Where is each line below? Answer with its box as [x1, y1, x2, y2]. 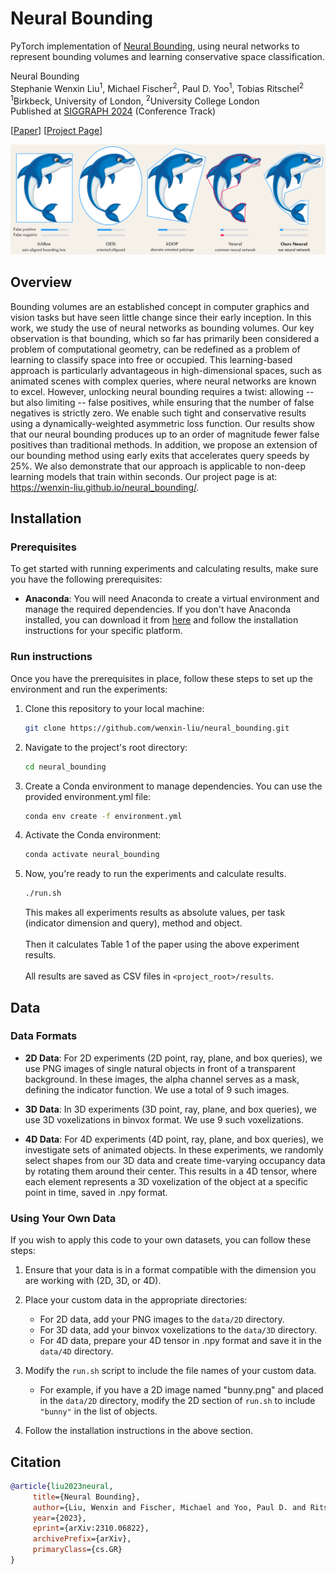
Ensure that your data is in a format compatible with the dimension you [24, 1264, 317, 1276]
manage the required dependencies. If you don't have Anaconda [24, 603, 292, 616]
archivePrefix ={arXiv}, [32, 1534, 132, 1544]
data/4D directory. [39, 1345, 114, 1357]
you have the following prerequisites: [10, 573, 163, 586]
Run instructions [10, 650, 93, 664]
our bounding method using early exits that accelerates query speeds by [10, 449, 310, 461]
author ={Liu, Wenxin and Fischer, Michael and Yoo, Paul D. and [32, 1502, 307, 1512]
